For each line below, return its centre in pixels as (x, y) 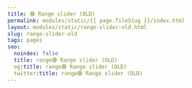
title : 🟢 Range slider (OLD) (51, 14)
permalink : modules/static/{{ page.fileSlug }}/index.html (96, 21)
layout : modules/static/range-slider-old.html (77, 27)
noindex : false (36, 54)
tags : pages (25, 40)
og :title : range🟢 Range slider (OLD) (70, 67)
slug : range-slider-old (43, 34)
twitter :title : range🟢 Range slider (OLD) (78, 73)
